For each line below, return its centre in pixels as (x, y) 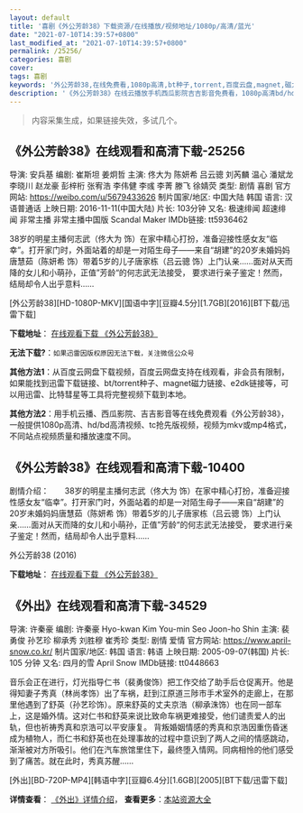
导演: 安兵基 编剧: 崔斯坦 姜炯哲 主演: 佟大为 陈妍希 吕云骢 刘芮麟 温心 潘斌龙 (151, 175)
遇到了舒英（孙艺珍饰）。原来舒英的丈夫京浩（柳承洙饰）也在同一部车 (153, 704)
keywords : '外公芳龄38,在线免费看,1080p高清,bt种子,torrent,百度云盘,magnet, (147, 85)
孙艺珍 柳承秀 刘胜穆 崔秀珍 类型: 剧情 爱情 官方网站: (124, 640)
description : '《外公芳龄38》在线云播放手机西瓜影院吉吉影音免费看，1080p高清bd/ (148, 93)
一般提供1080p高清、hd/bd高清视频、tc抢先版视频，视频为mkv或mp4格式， (150, 425)
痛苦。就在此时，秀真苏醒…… (79, 761)
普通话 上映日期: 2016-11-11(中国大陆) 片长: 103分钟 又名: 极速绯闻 (138, 208)
